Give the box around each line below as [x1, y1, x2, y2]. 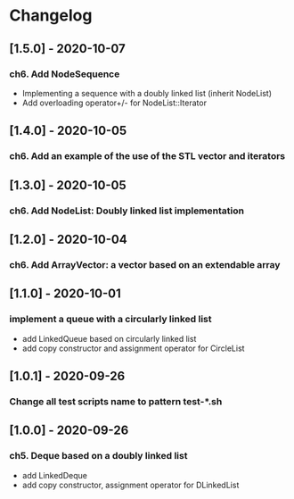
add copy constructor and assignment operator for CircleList [21, 343, 245, 353]
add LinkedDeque [21, 470, 87, 480]
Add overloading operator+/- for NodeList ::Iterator [21, 97, 208, 108]
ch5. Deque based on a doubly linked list [9, 450, 188, 462]
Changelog [9, 5, 93, 26]
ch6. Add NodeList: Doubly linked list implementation [9, 204, 245, 217]
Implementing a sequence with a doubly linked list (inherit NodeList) [21, 87, 273, 98]
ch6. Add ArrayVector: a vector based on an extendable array [9, 258, 281, 270]
